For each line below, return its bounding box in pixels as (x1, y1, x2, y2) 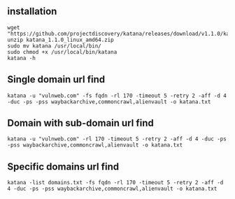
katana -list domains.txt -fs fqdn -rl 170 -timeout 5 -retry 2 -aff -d (7, 179, 224, 186)
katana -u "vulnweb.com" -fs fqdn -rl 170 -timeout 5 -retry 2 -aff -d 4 (7, 92, 227, 99)
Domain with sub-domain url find (7, 117, 154, 129)
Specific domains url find (7, 161, 120, 172)
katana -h (7, 54, 36, 61)
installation (7, 6, 57, 17)
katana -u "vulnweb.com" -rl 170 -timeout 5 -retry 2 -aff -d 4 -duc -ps (7, 135, 227, 142)
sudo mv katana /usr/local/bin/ (7, 42, 101, 50)
